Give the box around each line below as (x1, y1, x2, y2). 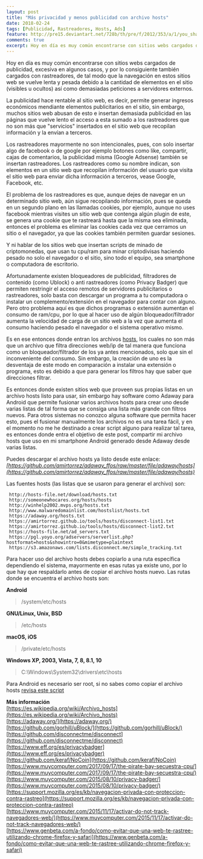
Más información (6, 698, 50, 705)
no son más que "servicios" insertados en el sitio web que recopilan (6, 122, 176, 130)
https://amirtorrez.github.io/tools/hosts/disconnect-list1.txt (8, 518, 174, 524)
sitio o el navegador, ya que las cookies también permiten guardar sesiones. (6, 229, 196, 237)
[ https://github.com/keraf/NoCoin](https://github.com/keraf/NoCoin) (6, 756, 176, 763)
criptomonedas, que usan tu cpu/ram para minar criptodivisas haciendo (6, 248, 184, 255)
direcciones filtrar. (6, 374, 52, 381)
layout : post (6, 8, 39, 15)
